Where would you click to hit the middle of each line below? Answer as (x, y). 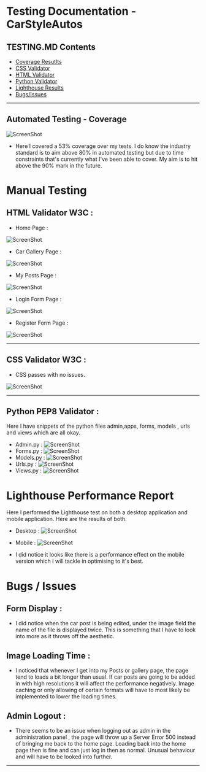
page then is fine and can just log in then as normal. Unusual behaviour (105, 750)
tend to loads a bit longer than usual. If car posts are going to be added (105, 677)
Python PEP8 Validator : (53, 411)
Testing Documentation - (71, 11)
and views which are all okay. (44, 433)
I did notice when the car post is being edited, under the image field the (105, 623)
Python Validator (36, 81)
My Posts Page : (36, 275)
